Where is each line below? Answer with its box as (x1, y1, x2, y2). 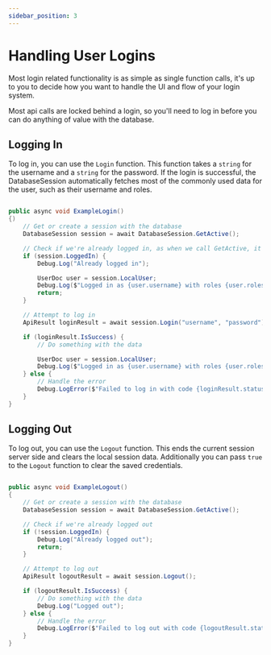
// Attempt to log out (23, 565, 99, 573)
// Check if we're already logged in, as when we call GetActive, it (23, 244, 262, 252)
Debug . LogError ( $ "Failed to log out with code (37, 624, 197, 632)
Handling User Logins (8, 46, 156, 64)
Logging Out (8, 422, 73, 436)
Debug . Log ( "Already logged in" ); (37, 259, 150, 267)
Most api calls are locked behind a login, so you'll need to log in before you (8, 106, 257, 115)
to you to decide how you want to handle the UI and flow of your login (8, 81, 240, 91)
